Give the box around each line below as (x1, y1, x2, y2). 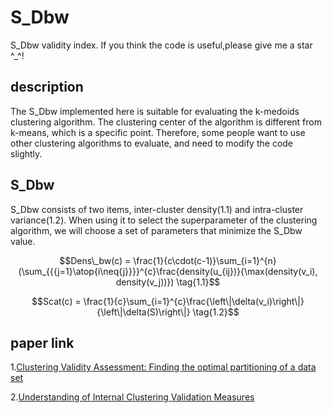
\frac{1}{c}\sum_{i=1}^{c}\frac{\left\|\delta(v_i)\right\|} (83, 295, 305, 307)
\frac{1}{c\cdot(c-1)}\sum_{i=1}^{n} (133, 254, 277, 266)
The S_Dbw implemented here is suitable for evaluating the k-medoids (10, 105, 300, 117)
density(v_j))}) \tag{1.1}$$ (115, 276, 221, 288)
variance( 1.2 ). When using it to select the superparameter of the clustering (10, 214, 318, 226)
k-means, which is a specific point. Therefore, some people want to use (10, 126, 306, 138)
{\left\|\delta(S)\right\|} (96, 306, 191, 318)
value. (10, 235, 36, 247)
